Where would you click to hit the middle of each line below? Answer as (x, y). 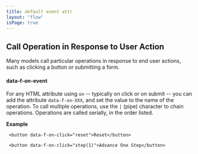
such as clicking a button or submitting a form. (63, 67)
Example (17, 124)
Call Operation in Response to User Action (85, 46)
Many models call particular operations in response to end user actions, (94, 61)
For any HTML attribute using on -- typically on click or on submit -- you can (99, 94)
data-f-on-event (27, 81)
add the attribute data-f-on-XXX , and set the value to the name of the (90, 100)
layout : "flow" (25, 17)
